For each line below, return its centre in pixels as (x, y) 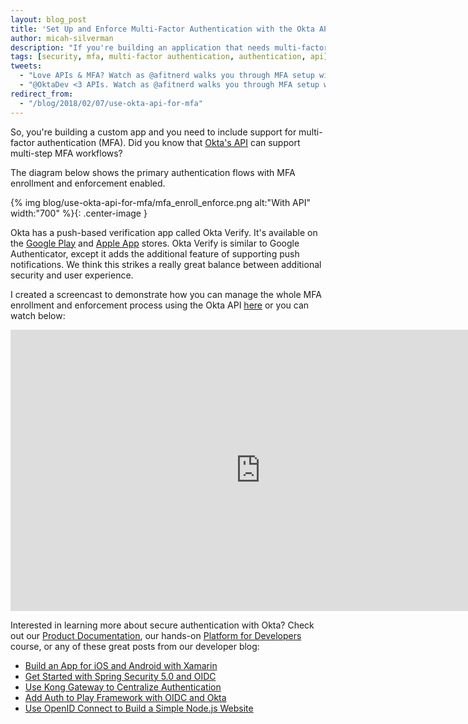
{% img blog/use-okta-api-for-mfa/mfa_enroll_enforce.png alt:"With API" (160, 202)
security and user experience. (72, 275)
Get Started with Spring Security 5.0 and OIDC (120, 676)
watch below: (38, 315)
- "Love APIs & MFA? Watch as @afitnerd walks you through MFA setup (167, 76)
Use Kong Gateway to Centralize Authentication (123, 687)
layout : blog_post (48, 19)
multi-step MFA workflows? (66, 153)
